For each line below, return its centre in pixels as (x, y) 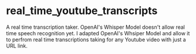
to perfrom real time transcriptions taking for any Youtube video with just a (96, 39)
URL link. (17, 46)
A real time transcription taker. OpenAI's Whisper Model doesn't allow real (96, 27)
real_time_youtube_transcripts (82, 11)
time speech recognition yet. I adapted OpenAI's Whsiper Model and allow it (98, 33)
